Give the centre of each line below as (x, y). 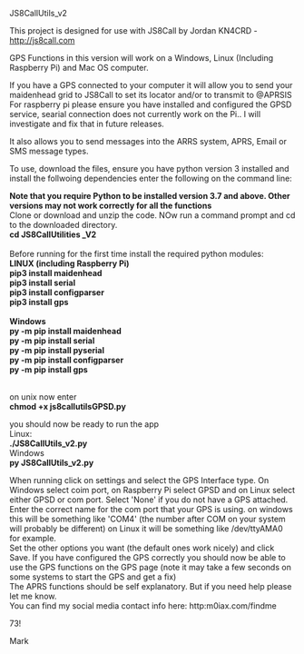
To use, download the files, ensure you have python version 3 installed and (149, 168)
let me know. (33, 596)
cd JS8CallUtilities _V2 (53, 234)
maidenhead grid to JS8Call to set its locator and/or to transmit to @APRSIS (151, 95)
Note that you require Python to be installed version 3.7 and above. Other (150, 196)
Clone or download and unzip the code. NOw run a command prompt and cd (152, 215)
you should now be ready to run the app (84, 424)
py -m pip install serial (52, 341)
